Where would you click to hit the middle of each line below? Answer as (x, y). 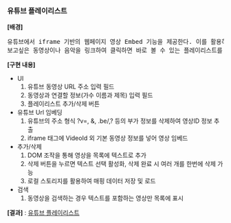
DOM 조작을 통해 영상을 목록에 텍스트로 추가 (87, 155)
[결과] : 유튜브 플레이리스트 (44, 213)
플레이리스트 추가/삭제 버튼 (64, 104)
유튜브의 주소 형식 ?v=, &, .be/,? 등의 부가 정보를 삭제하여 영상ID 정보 (120, 121)
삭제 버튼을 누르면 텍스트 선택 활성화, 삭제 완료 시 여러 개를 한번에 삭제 (122, 164)
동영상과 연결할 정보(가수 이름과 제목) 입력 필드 (90, 95)
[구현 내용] (21, 65)
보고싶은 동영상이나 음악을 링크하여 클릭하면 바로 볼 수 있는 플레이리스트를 (115, 50)
